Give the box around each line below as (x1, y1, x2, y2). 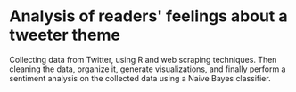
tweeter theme (9, 25, 120, 45)
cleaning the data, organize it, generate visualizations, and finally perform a (9, 64, 286, 74)
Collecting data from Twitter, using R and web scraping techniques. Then (9, 54, 277, 65)
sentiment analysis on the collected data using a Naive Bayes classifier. (9, 73, 271, 83)
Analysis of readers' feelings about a (9, 6, 288, 27)
